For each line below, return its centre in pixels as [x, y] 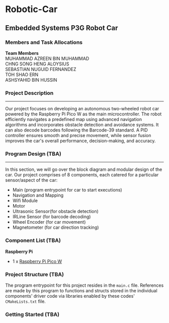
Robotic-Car [31, 9]
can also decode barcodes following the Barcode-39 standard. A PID [77, 130]
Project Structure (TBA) [35, 274]
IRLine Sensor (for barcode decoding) [52, 217]
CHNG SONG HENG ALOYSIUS [37, 63]
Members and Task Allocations [44, 42]
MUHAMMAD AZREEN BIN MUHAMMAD [47, 58]
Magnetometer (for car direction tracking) [56, 227]
